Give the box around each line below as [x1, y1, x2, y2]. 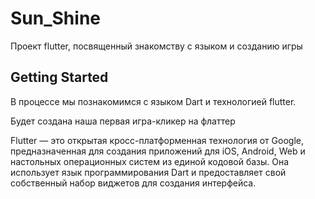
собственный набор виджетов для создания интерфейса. [10, 177, 257, 189]
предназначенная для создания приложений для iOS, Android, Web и [10, 145, 306, 157]
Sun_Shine [10, 7, 101, 30]
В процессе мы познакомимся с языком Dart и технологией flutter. [10, 95, 297, 107]
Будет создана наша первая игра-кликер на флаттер [10, 115, 236, 127]
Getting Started [10, 69, 109, 86]
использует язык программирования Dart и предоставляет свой [10, 166, 287, 178]
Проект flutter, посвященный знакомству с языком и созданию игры [10, 40, 303, 52]
